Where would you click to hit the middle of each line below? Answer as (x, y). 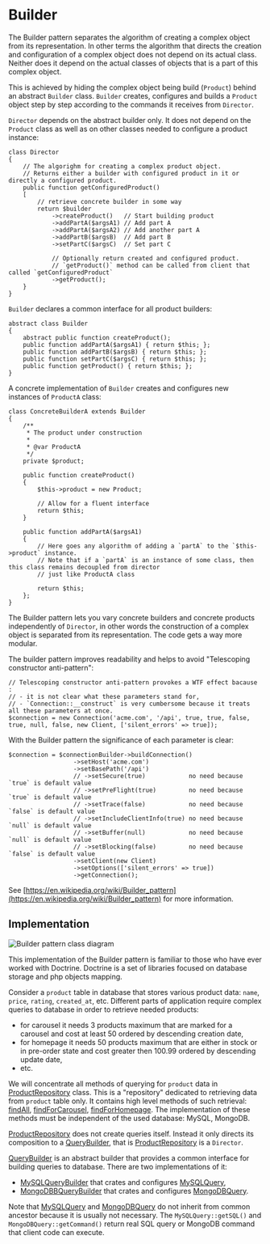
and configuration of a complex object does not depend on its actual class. (133, 54)
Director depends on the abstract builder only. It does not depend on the (130, 120)
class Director (34, 152)
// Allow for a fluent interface (93, 503)
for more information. (198, 899)
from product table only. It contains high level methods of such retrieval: (128, 1101)
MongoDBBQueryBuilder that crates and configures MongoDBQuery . (134, 1191)
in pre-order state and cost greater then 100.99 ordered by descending (138, 1051)
